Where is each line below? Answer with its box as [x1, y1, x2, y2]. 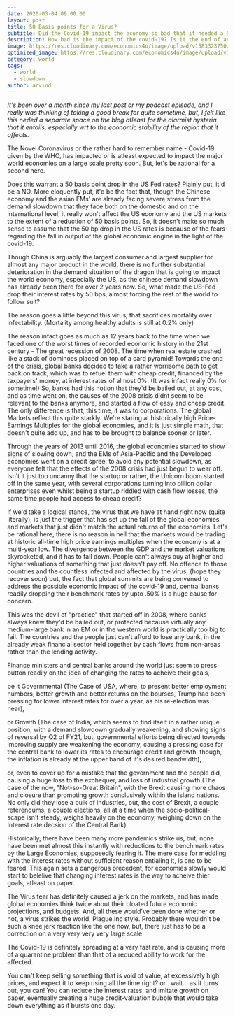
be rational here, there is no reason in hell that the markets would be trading [7, 530, 226, 538]
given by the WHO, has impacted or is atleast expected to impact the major [7, 152, 224, 160]
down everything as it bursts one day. [7, 1001, 116, 1010]
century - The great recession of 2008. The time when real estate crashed [7, 347, 222, 355]
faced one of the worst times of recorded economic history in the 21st [7, 340, 208, 348]
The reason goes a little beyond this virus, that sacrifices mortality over [7, 311, 212, 320]
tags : [7, 62, 23, 69]
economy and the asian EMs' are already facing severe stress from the [7, 195, 211, 203]
